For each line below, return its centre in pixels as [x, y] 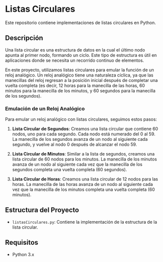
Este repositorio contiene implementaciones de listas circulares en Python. [81, 23]
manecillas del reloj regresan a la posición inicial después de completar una [81, 80]
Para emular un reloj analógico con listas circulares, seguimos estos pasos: [81, 119]
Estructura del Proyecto [42, 210]
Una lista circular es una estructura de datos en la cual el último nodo [75, 50]
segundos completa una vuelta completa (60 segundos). [69, 170]
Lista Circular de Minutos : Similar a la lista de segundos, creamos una [83, 154]
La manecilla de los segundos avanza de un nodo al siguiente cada [80, 139]
